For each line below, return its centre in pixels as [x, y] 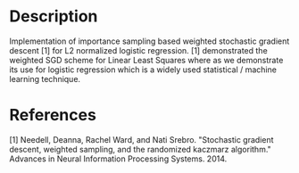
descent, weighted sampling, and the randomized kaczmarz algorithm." [141, 149]
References [53, 115]
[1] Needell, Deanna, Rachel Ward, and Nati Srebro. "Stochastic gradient [141, 139]
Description [54, 16]
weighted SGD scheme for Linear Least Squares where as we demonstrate [146, 60]
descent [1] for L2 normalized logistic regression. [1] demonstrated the [138, 50]
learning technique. [45, 78]
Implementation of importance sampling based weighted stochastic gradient [149, 41]
